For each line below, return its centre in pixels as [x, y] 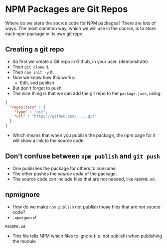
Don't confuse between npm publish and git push [83, 156]
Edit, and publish [37, 82]
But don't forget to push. [38, 88]
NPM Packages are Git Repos [67, 9]
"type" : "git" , [31, 112]
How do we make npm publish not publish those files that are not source [86, 206]
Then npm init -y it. [33, 72]
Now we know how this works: [44, 77]
